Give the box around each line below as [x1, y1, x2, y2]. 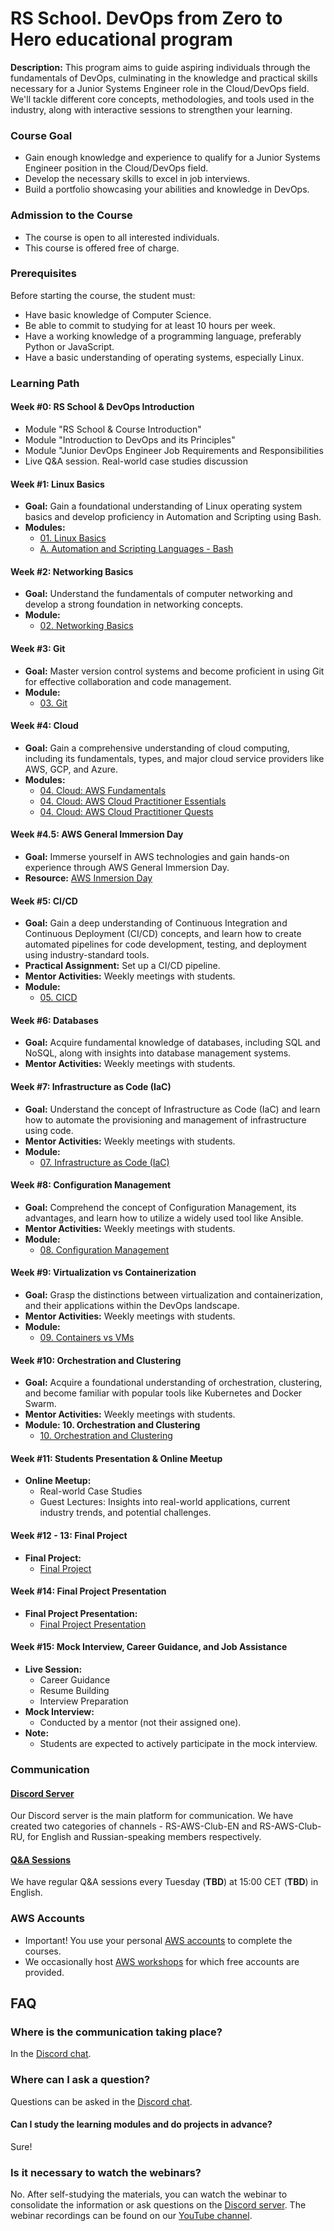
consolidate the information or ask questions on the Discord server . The [10, 2199, 307, 2211]
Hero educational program [10, 28, 233, 51]
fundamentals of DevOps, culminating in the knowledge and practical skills [10, 72, 318, 84]
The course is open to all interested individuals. [24, 231, 220, 243]
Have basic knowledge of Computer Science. [24, 308, 212, 321]
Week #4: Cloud [10, 720, 79, 732]
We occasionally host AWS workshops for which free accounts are [24, 1955, 300, 1967]
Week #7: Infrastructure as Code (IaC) [10, 1080, 172, 1092]
